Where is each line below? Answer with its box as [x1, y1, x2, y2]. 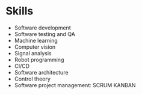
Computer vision [14, 43, 56, 51]
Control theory [14, 75, 51, 82]
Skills [5, 4, 34, 18]
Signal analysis [14, 49, 52, 57]
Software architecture [14, 69, 69, 76]
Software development [14, 24, 71, 31]
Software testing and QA [14, 30, 76, 37]
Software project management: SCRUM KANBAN [14, 81, 136, 88]
